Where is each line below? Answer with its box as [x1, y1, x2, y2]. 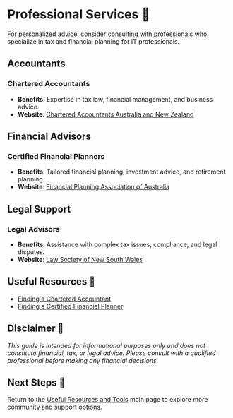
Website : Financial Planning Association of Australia [17, 183, 170, 191]
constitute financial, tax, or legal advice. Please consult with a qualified [7, 349, 216, 357]
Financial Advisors [7, 131, 92, 143]
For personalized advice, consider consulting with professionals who [7, 30, 208, 38]
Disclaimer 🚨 [7, 323, 64, 335]
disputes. [17, 248, 45, 256]
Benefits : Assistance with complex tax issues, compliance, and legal [17, 240, 217, 249]
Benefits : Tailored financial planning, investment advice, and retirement [17, 167, 226, 176]
